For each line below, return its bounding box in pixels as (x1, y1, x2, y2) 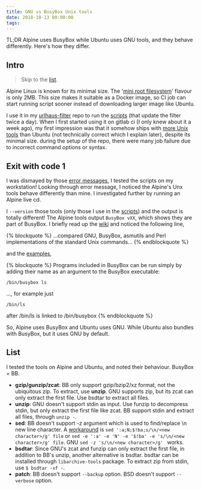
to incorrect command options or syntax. (6, 144, 107, 151)
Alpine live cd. (6, 196, 41, 203)
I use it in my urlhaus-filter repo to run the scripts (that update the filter (6, 112, 181, 119)
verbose (14, 477, 34, 484)
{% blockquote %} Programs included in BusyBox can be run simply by (6, 262, 182, 268)
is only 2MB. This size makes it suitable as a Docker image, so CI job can (6, 94, 186, 101)
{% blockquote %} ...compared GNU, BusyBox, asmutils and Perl (6, 232, 166, 239)
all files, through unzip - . (14, 413, 77, 420)
